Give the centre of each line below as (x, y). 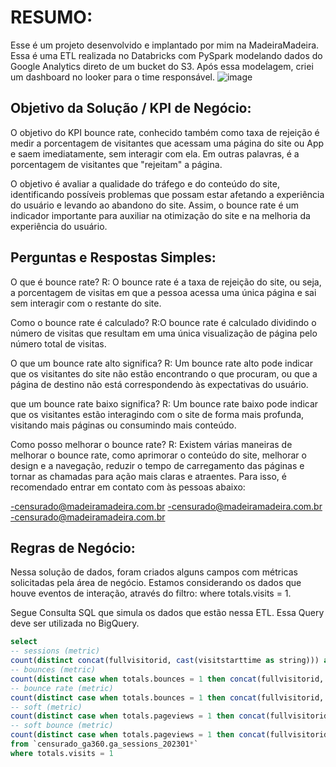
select (24, 642)
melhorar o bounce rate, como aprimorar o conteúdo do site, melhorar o (158, 455)
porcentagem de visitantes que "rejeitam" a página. (116, 164)
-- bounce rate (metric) (62, 688)
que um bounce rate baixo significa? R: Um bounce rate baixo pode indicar (164, 403)
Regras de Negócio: (73, 547)
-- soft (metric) (46, 707)
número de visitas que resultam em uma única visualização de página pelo (164, 333)
